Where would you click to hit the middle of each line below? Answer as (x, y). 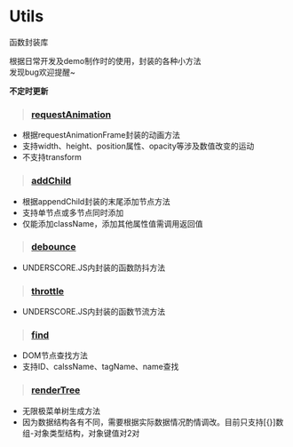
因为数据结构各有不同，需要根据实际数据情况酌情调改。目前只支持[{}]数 (153, 422)
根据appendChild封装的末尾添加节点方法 (96, 201)
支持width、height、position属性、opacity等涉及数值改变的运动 (138, 146)
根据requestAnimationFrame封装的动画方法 (101, 135)
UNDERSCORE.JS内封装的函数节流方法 (94, 312)
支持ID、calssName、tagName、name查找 (100, 367)
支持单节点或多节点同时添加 (73, 212)
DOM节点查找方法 (55, 355)
